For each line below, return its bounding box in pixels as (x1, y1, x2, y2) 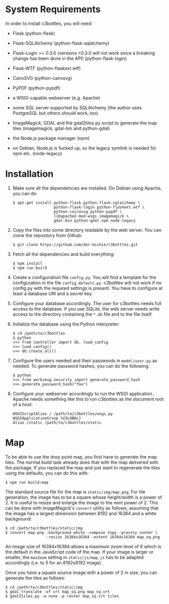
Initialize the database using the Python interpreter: (12, 321, 120, 327)
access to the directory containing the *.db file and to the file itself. (12, 311, 153, 317)
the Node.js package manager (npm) (12, 135, 90, 141)
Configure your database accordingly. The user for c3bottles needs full (12, 300, 161, 306)
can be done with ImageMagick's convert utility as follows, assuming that (5, 505, 159, 511)
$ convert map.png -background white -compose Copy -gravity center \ (5, 530, 158, 535)
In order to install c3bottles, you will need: (5, 20, 93, 26)
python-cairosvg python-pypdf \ (53, 209, 122, 214)
